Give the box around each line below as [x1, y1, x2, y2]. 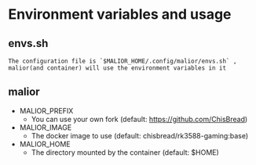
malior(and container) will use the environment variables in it [8, 64, 226, 72]
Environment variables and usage [8, 5, 232, 23]
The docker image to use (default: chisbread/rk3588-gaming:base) [31, 131, 249, 140]
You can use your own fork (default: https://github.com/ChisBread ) [31, 114, 248, 124]
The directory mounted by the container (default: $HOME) [31, 147, 220, 157]
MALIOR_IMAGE [19, 123, 72, 132]
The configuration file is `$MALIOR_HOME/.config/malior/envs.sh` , [8, 57, 237, 65]
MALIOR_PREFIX [19, 106, 74, 115]
